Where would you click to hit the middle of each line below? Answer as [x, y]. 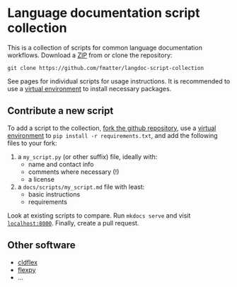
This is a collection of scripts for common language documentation [105, 47]
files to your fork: [33, 143]
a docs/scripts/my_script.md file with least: [81, 187]
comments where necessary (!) [74, 172]
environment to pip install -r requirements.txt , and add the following [112, 135]
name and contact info [61, 164]
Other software [41, 245]
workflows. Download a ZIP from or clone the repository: [90, 55]
